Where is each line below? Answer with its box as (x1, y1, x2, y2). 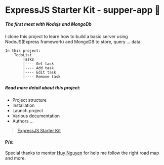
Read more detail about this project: (5, 84, 81, 90)
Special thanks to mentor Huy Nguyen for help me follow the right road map (5, 150, 160, 156)
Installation (12, 102, 35, 108)
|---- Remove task (23, 74, 61, 80)
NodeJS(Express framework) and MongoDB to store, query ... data (5, 39, 141, 45)
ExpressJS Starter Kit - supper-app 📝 (5, 4, 161, 16)
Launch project (12, 108, 43, 114)
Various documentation (12, 113, 60, 119)
